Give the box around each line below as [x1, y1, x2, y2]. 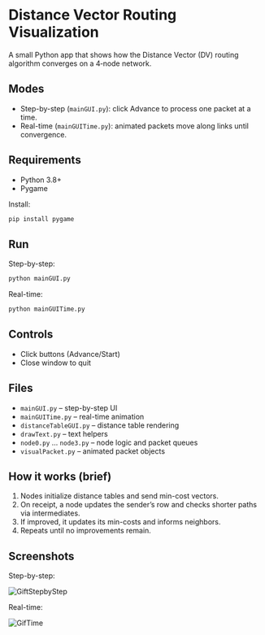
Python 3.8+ [20, 175, 63, 185]
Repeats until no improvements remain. [20, 526, 152, 536]
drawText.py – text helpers [20, 428, 108, 438]
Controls [8, 328, 54, 341]
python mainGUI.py [8, 275, 71, 283]
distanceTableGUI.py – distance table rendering [20, 420, 180, 430]
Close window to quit [20, 358, 92, 368]
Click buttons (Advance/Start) [20, 349, 120, 359]
